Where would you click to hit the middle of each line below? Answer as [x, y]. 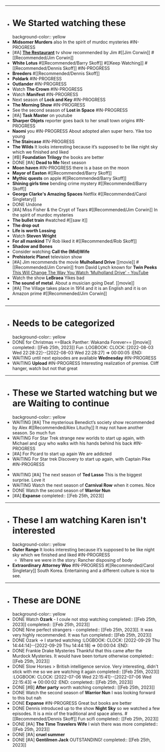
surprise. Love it [28, 480]
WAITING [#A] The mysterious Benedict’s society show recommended [83, 422]
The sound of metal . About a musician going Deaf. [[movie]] [73, 283]
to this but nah [27, 698]
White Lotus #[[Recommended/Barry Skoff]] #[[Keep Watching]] [78, 63]
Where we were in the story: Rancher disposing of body [76, 560]
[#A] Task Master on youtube [42, 115]
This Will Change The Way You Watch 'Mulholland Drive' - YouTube [80, 272]
